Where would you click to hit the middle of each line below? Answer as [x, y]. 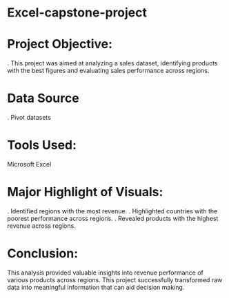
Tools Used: [42, 145]
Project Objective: [60, 44]
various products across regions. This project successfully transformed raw [115, 279]
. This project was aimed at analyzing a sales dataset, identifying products [112, 63]
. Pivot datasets [29, 118]
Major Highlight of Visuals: [85, 192]
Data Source [43, 98]
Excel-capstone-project [77, 13]
